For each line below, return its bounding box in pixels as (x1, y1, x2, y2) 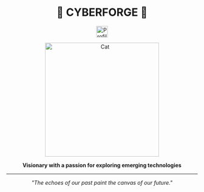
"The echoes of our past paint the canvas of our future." (31, 179, 173, 186)
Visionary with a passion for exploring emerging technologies (22, 161, 182, 169)
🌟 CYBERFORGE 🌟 (56, 5, 148, 19)
